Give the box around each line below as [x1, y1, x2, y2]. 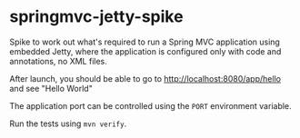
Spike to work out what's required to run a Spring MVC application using [9, 36, 280, 47]
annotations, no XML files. [9, 55, 107, 66]
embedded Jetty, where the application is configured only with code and [9, 45, 282, 56]
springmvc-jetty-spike [9, 6, 184, 27]
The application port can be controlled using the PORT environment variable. [9, 100, 293, 111]
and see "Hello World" [9, 83, 93, 94]
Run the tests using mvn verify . [9, 118, 127, 129]
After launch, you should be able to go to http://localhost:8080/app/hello [9, 73, 282, 84]
